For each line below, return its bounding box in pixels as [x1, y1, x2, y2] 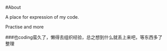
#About [5, 5, 21, 10]
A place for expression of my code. [5, 14, 79, 20]
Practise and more [5, 24, 44, 30]
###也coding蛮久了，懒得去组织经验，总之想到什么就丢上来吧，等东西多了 [5, 34, 162, 40]
